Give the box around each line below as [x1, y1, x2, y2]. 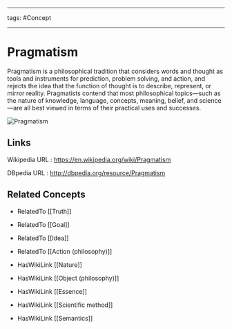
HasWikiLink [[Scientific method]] [17, 301, 113, 309]
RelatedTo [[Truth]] [17, 207, 72, 215]
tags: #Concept [7, 14, 52, 21]
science [199, 96, 222, 104]
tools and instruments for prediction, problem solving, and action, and [7, 74, 206, 83]
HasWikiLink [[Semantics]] [17, 314, 93, 322]
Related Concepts [7, 189, 86, 201]
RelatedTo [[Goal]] [17, 220, 70, 228]
